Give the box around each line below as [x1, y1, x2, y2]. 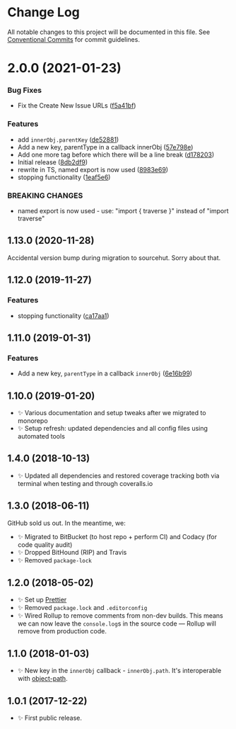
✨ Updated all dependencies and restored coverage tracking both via [17, 471, 220, 480]
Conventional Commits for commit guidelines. [7, 35, 140, 43]
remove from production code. [17, 627, 107, 635]
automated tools [17, 432, 66, 441]
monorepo [17, 417, 48, 425]
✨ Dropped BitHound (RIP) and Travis [17, 548, 127, 556]
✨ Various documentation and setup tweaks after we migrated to [17, 409, 206, 417]
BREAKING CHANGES [7, 191, 83, 200]
